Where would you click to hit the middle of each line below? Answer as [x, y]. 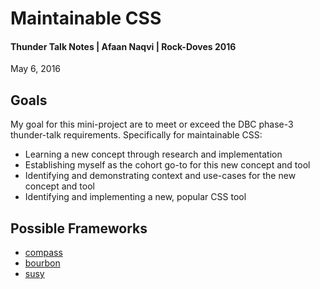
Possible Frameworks [79, 228]
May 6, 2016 [36, 69]
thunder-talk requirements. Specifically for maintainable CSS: [136, 135]
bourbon [42, 263]
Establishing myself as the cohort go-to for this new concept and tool [167, 165]
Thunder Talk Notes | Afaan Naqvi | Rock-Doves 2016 [123, 46]
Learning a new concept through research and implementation [153, 154]
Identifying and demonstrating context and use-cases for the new [160, 176]
